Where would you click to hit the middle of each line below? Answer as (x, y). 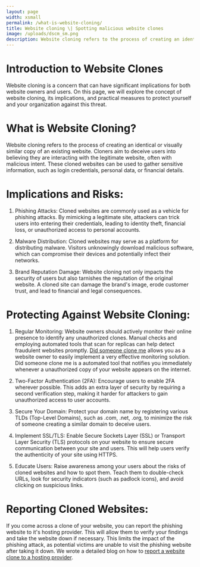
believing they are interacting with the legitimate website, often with (89, 157)
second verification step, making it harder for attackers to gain (91, 393)
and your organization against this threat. (57, 104)
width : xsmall (24, 17)
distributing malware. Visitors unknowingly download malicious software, (104, 247)
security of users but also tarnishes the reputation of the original (94, 278)
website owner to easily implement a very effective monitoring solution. (102, 356)
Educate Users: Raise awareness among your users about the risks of (100, 466)
